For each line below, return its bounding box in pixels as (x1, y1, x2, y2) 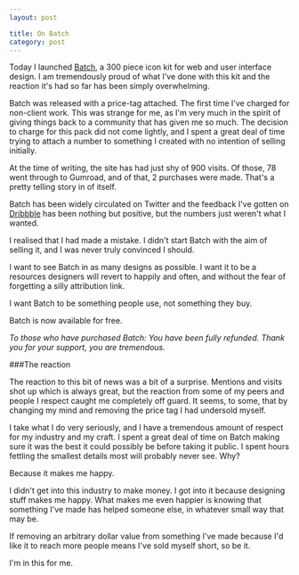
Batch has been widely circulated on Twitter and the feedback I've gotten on (9, 199, 289, 209)
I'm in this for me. (9, 558, 74, 569)
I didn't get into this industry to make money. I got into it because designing (9, 485, 286, 496)
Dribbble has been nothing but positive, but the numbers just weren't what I (9, 209, 287, 219)
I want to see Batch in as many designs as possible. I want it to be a (9, 262, 256, 273)
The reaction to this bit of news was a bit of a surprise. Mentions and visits (9, 376, 283, 388)
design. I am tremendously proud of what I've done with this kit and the (9, 71, 271, 82)
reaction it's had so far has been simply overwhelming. (9, 81, 211, 92)
